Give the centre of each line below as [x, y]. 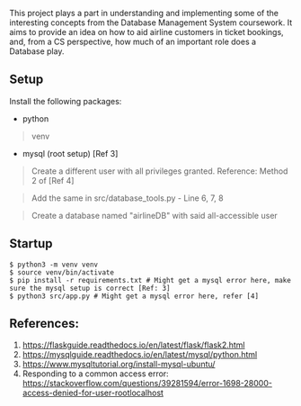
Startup [31, 244]
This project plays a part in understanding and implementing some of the [144, 13]
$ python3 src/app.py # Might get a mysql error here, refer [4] [134, 296]
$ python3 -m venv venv [54, 265]
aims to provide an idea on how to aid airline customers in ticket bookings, [147, 32]
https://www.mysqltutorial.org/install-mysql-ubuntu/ [119, 365]
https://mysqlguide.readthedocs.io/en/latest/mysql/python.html [140, 355]
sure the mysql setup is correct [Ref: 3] [90, 288]
